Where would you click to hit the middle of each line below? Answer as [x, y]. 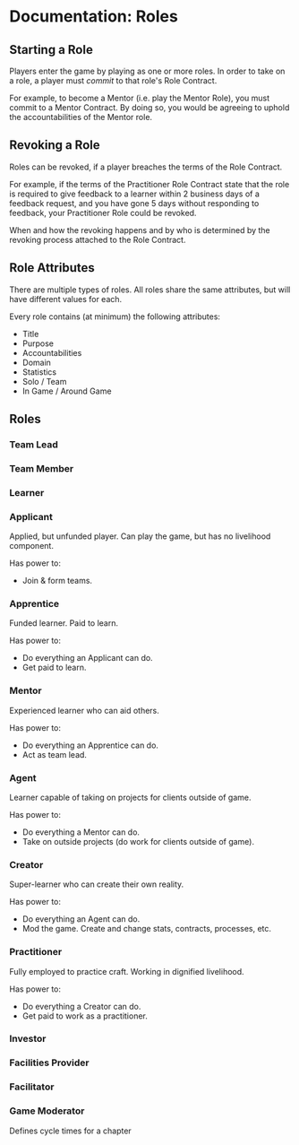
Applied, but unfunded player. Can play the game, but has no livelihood [140, 536]
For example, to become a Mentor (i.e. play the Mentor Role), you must [140, 98]
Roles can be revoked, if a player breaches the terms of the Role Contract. [146, 167]
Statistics [39, 372]
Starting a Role [51, 50]
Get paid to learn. [54, 668]
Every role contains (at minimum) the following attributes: [115, 317]
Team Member [42, 468]
